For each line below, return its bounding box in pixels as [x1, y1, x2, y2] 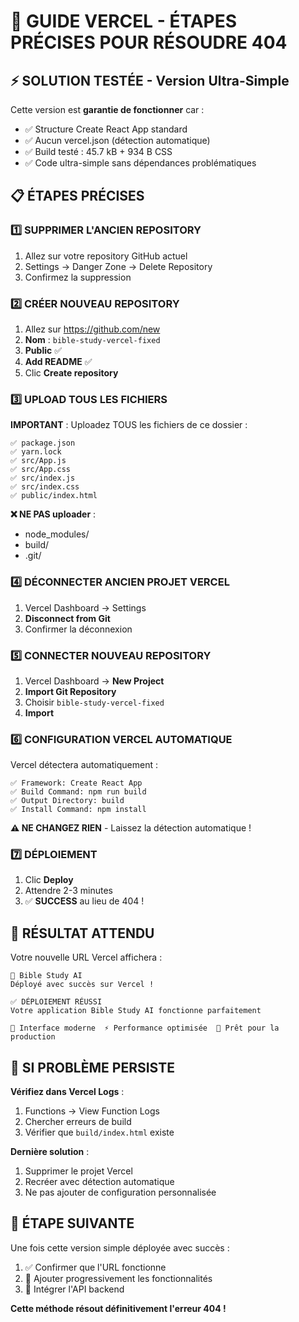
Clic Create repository [24, 366, 119, 379]
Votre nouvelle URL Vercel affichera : [10, 951, 163, 964]
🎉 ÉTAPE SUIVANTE [10, 1215, 135, 1232]
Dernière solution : [10, 1146, 90, 1158]
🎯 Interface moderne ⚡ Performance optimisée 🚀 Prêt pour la [10, 1023, 280, 1034]
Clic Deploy [24, 874, 74, 886]
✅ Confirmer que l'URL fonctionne [24, 1261, 167, 1273]
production [10, 1032, 56, 1042]
